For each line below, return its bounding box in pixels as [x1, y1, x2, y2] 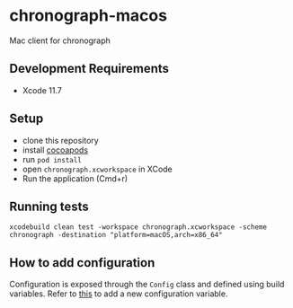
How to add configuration [9, 255, 155, 270]
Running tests [9, 198, 90, 214]
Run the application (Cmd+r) [22, 172, 129, 184]
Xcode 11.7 [22, 84, 63, 95]
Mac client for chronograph [9, 35, 111, 46]
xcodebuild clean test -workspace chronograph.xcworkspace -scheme [9, 223, 268, 232]
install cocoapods [22, 145, 88, 155]
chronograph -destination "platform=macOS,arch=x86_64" [9, 231, 223, 240]
